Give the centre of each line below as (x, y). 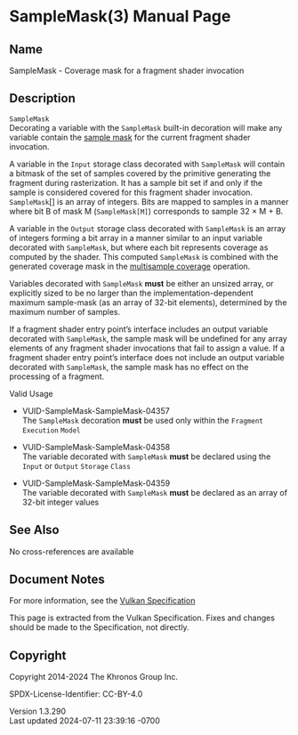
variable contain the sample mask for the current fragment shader (130, 137)
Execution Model (51, 430)
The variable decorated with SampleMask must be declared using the (146, 456)
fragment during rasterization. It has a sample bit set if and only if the (136, 182)
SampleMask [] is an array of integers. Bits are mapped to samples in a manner (149, 201)
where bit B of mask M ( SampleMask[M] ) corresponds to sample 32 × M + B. (146, 211)
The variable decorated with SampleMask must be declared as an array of (154, 492)
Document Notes (57, 580)
